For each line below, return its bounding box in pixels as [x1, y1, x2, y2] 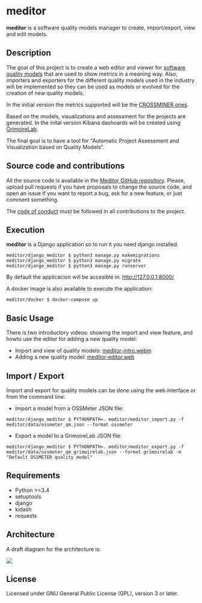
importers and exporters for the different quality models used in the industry [6, 76, 195, 83]
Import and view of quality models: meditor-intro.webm [14, 347, 152, 354]
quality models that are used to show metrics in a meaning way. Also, [6, 70, 178, 77]
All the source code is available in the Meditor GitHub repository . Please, [6, 177, 185, 184]
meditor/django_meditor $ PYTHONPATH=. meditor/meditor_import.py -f [6, 416, 185, 422]
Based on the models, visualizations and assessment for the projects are [6, 112, 186, 120]
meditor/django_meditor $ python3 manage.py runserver [6, 263, 147, 269]
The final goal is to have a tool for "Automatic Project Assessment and [6, 137, 179, 144]
